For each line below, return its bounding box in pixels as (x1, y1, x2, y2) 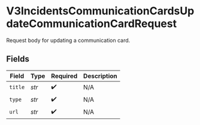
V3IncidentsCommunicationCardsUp (6, 4, 195, 18)
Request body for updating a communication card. (6, 36, 131, 44)
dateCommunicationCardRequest (6, 17, 177, 31)
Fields (6, 54, 30, 64)
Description (83, 72, 118, 80)
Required (50, 72, 78, 80)
